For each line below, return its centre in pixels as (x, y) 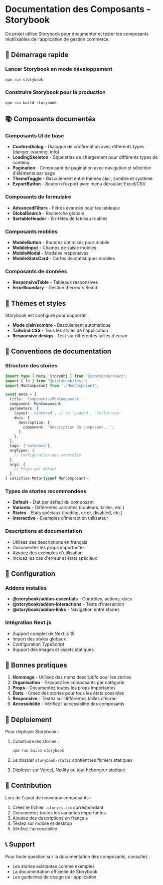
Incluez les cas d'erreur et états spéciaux (55, 558)
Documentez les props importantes (49, 547)
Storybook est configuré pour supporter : (47, 315)
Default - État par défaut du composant (53, 502)
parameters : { (24, 408)
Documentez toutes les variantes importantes (59, 812)
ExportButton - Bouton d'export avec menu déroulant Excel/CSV (79, 184)
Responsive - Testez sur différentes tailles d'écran (65, 699)
